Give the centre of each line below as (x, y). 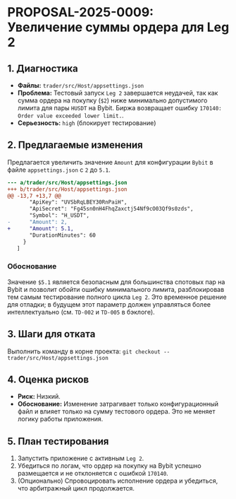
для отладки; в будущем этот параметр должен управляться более (109, 304)
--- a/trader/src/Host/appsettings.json (68, 182)
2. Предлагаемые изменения (75, 145)
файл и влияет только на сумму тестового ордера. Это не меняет (116, 411)
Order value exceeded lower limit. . (71, 115)
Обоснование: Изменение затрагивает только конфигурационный (118, 404)
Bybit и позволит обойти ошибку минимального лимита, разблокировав (116, 289)
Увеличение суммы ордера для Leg (118, 27)
